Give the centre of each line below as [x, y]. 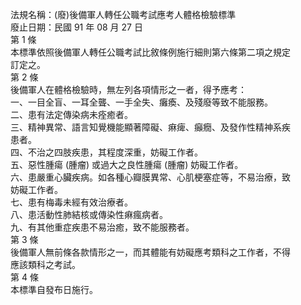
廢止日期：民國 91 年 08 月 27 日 [76, 27]
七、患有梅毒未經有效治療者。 [71, 202]
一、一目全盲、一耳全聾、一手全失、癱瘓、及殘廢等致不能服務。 [141, 102]
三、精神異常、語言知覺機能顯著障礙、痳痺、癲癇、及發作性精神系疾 [150, 127]
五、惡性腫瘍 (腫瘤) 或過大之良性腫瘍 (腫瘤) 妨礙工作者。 [127, 164]
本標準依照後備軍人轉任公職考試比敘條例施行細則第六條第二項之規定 [150, 52]
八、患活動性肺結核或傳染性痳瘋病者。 [89, 214]
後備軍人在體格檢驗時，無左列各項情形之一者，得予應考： [128, 89]
